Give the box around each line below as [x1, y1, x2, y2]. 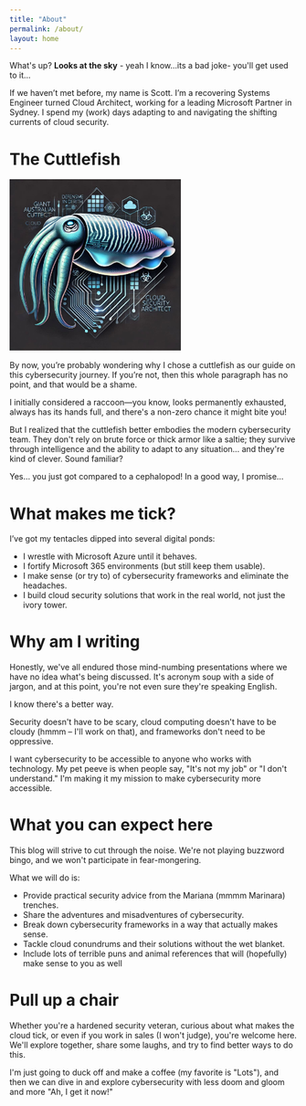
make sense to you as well [22, 958, 123, 969]
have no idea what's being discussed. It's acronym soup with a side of [9, 671, 274, 682]
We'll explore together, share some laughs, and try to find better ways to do [9, 1039, 294, 1050]
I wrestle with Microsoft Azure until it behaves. [22, 551, 198, 562]
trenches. [22, 900, 59, 911]
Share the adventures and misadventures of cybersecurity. [22, 910, 245, 921]
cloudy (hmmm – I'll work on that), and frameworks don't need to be [9, 726, 266, 737]
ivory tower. [22, 599, 68, 611]
